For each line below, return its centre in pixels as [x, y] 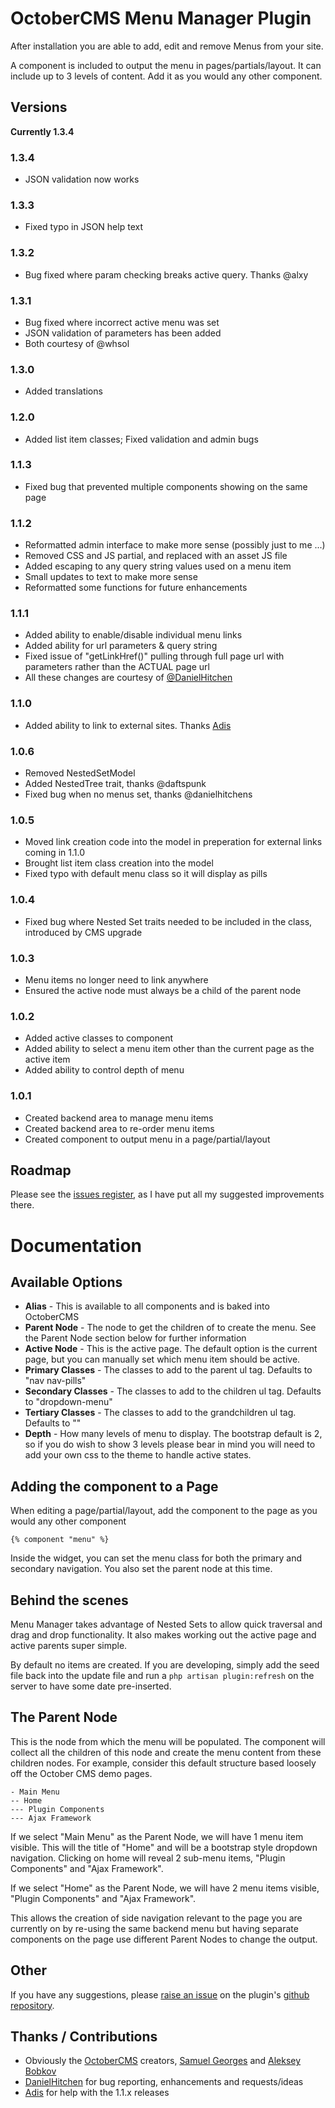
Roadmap [41, 1170]
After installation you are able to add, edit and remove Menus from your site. [167, 46]
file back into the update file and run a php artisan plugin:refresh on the [162, 1675]
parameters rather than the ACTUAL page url [117, 667]
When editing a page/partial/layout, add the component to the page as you [164, 1511]
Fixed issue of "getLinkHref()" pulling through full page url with [154, 656]
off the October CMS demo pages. [81, 1773]
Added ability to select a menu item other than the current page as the [169, 1049]
